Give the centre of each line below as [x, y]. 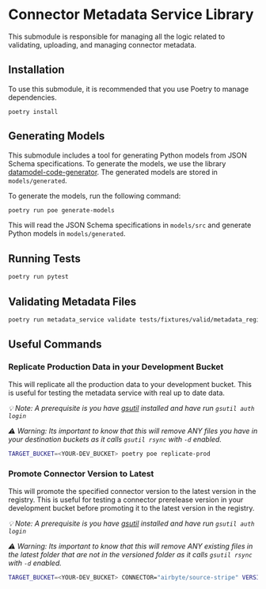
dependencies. [32, 97]
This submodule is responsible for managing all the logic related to [117, 36]
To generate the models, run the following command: [95, 196]
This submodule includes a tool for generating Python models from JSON [128, 155]
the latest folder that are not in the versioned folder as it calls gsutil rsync [130, 554]
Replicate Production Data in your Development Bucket [116, 367]
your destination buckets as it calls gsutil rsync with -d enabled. [115, 439]
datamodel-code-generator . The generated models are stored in [113, 172]
